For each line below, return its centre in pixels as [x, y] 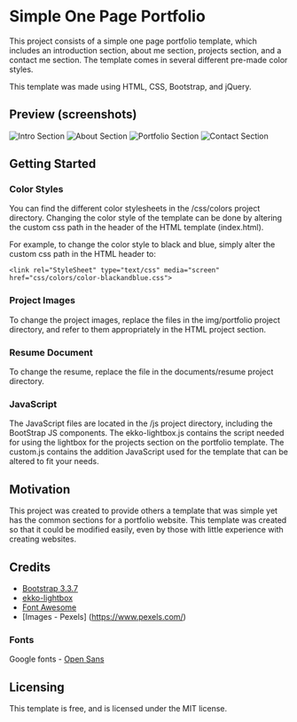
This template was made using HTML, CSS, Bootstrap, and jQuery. [130, 86]
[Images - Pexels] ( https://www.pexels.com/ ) [104, 616]
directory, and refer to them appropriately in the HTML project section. [138, 329]
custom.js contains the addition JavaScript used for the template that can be [148, 452]
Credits [30, 567]
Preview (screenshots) [73, 114]
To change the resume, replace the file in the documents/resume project [141, 372]
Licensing [37, 687]
